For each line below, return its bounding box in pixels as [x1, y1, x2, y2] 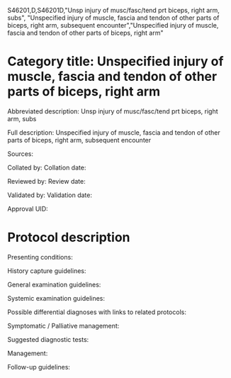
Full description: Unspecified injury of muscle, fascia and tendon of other [7, 128, 221, 137]
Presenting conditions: [7, 252, 73, 261]
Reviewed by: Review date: [7, 177, 86, 185]
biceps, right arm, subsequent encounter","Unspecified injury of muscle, [7, 21, 219, 29]
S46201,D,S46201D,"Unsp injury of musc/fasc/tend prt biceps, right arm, [7, 6, 220, 14]
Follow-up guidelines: [7, 362, 71, 371]
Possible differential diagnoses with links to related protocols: [7, 308, 186, 316]
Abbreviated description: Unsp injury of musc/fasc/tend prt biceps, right [7, 106, 218, 116]
